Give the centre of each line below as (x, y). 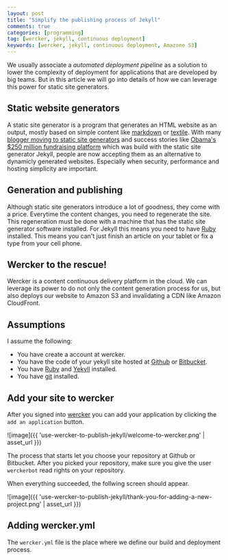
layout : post (26, 13)
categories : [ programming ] (46, 33)
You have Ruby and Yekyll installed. (67, 369)
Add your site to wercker (61, 398)
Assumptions (36, 324)
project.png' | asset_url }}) (44, 504)
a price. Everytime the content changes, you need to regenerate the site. (110, 214)
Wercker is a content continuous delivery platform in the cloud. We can (107, 281)
